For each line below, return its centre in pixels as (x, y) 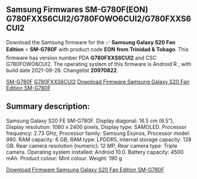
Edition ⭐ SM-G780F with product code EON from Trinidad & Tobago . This (97, 49)
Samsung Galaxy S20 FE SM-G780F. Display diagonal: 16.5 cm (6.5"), (90, 121)
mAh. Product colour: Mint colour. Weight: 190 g (64, 158)
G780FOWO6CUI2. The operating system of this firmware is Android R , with (99, 64)
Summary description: (48, 106)
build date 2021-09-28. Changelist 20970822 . (62, 70)
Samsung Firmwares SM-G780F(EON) (77, 10)
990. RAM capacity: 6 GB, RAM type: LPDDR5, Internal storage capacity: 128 (99, 139)
